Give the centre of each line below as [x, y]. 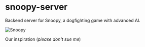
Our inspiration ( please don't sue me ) [43, 39]
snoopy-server [36, 7]
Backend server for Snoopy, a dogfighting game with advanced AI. [73, 20]
